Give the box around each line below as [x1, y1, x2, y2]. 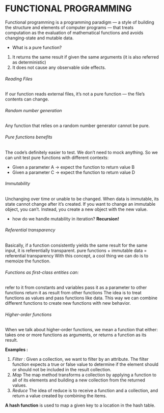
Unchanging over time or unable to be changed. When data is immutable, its [5, 195, 159, 202]
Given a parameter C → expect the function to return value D [12, 169, 135, 175]
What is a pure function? [12, 44, 62, 50]
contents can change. [5, 96, 49, 102]
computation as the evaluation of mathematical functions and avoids [5, 30, 143, 35]
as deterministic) [12, 59, 47, 65]
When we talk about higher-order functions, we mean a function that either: [5, 327, 158, 333]
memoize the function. [5, 258, 51, 264]
